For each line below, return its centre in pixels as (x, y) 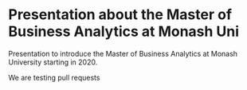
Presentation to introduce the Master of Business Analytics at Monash (123, 53)
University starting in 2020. (53, 62)
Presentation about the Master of (120, 15)
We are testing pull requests (54, 77)
